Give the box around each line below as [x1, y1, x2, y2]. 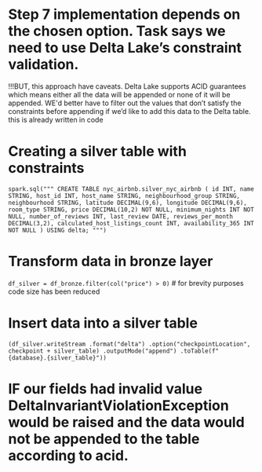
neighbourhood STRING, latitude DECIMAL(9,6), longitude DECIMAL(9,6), [8, 199, 247, 207]
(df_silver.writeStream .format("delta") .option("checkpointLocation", [8, 340, 251, 348]
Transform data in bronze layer [8, 253, 213, 270]
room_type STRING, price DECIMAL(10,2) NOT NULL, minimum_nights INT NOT [8, 206, 255, 214]
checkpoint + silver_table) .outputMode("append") [8, 347, 177, 355]
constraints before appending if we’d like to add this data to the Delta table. [8, 106, 251, 115]
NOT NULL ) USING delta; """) [8, 226, 107, 234]
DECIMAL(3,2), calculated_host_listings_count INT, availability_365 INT [8, 219, 255, 227]
